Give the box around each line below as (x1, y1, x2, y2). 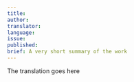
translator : (7, 23, 41, 29)
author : (7, 16, 30, 23)
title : (7, 10, 26, 17)
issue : (7, 36, 26, 42)
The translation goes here (7, 66, 80, 75)
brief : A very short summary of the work (7, 49, 128, 55)
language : (7, 29, 36, 36)
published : (7, 42, 38, 49)
